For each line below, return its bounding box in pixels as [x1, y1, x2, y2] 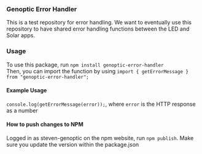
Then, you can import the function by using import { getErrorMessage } [6, 67, 189, 75]
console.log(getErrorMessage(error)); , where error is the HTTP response [6, 100, 196, 108]
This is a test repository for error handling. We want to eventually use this [6, 19, 192, 26]
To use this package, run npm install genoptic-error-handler [6, 61, 164, 68]
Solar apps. [6, 32, 36, 39]
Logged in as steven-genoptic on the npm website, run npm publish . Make [6, 134, 194, 142]
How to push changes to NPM [6, 121, 84, 128]
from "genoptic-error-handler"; [6, 74, 89, 80]
